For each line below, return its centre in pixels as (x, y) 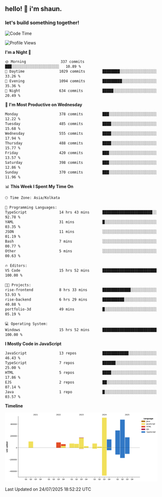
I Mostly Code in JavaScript (33, 344)
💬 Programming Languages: (31, 207)
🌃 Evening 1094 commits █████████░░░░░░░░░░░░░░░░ (81, 81)
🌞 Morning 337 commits (45, 62)
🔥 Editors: (16, 265)
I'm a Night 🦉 (18, 52)
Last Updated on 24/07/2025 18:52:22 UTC (48, 489)
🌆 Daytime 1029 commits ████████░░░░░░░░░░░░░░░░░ (81, 71)
